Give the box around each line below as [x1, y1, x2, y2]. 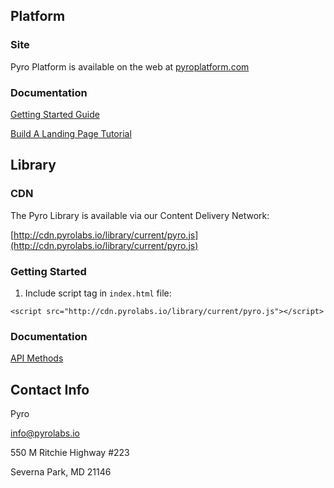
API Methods [10, 352, 64, 364]
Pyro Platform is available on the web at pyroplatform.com [10, 60, 250, 73]
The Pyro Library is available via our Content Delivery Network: [10, 209, 270, 221]
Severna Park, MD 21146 [10, 466, 112, 478]
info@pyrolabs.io [10, 427, 80, 439]
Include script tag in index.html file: [24, 287, 172, 299]
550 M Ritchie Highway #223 [10, 447, 130, 459]
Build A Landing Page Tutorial [10, 127, 132, 139]
